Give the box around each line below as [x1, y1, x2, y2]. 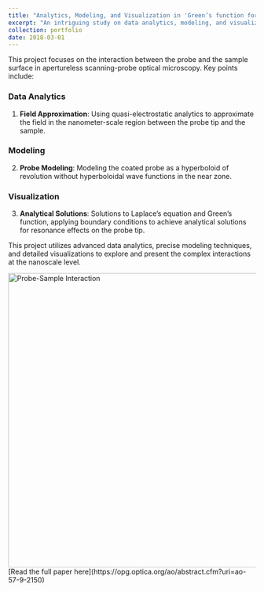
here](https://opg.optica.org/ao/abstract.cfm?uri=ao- [74, 567, 247, 577]
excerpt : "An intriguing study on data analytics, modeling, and [8, 19, 226, 27]
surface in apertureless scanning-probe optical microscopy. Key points [8, 64, 238, 73]
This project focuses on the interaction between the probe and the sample [8, 55, 249, 64]
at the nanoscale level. [8, 257, 81, 267]
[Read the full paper [8, 567, 73, 577]
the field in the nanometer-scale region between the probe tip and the [19, 117, 246, 126]
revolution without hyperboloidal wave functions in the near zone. [19, 171, 233, 181]
